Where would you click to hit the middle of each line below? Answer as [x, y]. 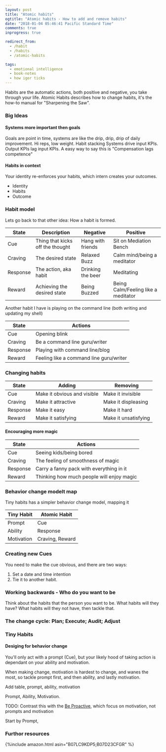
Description [56, 232]
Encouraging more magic [32, 431]
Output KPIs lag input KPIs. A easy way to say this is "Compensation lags [79, 149]
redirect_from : [21, 42]
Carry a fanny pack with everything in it [81, 469]
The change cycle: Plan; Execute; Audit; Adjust [63, 621]
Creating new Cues [29, 554]
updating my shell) [24, 313]
